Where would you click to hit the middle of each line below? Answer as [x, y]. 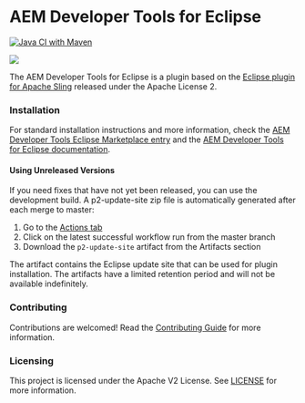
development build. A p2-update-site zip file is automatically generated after [152, 200]
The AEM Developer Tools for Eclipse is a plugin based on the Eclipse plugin [152, 77]
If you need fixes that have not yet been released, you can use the [133, 191]
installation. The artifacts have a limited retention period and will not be [142, 274]
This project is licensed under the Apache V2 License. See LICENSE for [143, 381]
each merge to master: [52, 210]
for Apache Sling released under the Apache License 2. [113, 86]
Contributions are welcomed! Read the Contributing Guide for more [135, 327]
